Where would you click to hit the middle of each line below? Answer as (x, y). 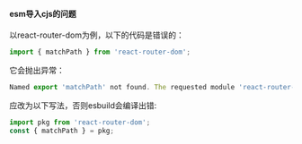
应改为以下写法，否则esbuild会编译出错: (83, 105)
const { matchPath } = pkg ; (62, 131)
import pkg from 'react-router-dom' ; (80, 122)
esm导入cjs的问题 (43, 13)
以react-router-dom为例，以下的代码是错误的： (97, 35)
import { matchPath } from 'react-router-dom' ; (100, 52)
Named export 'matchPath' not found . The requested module (122, 88)
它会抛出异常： (37, 71)
